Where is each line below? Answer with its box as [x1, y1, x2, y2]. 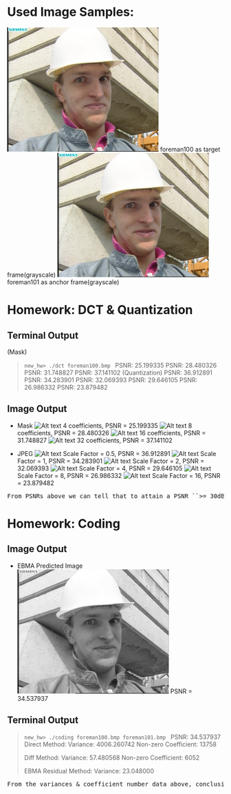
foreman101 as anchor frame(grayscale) [7, 277, 120, 286]
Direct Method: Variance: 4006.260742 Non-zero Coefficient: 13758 [23, 740, 217, 748]
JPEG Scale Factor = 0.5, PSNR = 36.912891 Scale [16, 449, 217, 457]
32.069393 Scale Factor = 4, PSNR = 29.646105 [16, 464, 183, 473]
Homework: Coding [7, 515, 120, 531]
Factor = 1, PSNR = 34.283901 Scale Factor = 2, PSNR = [16, 457, 205, 465]
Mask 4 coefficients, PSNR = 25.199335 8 [16, 421, 192, 430]
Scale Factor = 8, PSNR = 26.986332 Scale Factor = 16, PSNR [16, 471, 221, 479]
